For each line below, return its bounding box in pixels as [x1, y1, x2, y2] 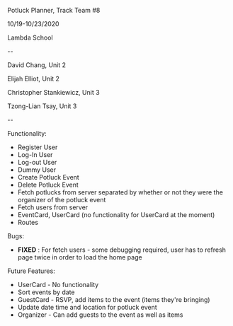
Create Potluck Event [17, 173, 79, 181]
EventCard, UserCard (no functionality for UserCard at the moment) [17, 211, 215, 219]
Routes [17, 219, 39, 226]
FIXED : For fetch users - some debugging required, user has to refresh [17, 245, 227, 254]
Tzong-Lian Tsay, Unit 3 [7, 102, 77, 110]
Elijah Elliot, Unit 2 [7, 74, 60, 83]
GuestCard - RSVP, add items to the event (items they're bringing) [17, 296, 210, 303]
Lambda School [7, 33, 53, 42]
